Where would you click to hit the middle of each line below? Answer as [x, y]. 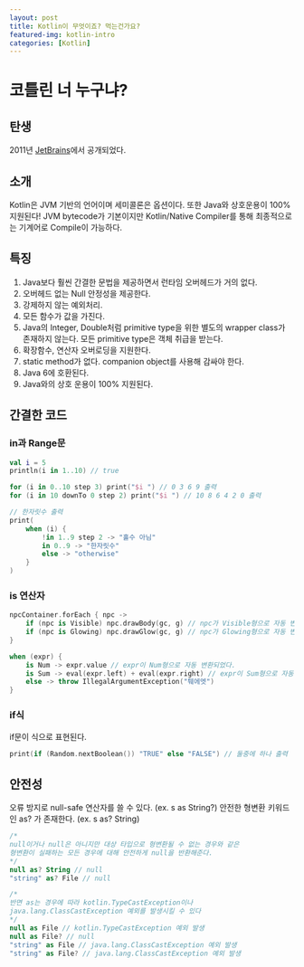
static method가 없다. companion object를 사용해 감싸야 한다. [133, 361]
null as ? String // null [56, 869]
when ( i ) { [46, 529]
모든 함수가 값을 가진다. [64, 316]
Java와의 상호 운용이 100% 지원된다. [88, 384]
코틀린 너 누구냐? [69, 90]
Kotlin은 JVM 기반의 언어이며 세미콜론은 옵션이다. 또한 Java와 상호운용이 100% [150, 205]
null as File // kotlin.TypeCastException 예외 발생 [107, 928]
